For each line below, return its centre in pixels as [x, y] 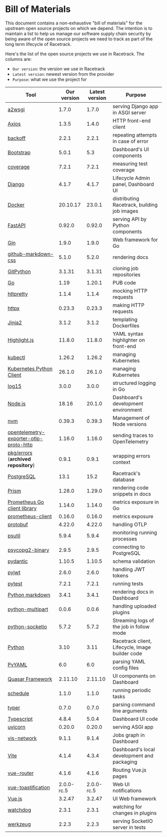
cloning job [125, 268]
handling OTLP [130, 524]
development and [133, 755]
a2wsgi [16, 109]
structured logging [134, 383]
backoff [17, 138]
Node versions [129, 424]
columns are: [19, 59]
